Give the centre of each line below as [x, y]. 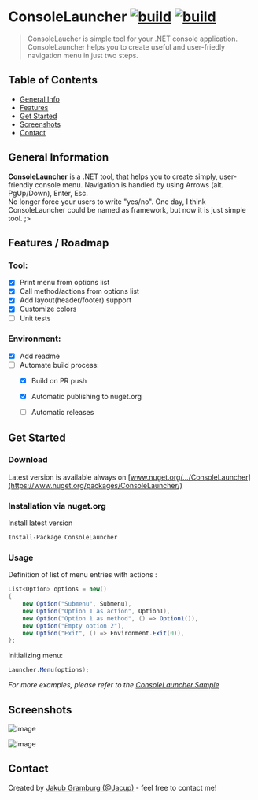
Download [28, 460]
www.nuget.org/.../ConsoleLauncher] [191, 477]
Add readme [40, 356]
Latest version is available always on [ [70, 477]
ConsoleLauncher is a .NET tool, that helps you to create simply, [113, 176]
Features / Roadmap [59, 243]
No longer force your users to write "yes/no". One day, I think [107, 202]
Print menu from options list [64, 283]
